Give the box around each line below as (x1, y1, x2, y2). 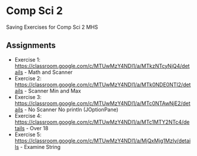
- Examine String (20, 143, 61, 150)
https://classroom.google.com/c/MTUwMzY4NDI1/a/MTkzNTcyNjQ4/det (14, 62, 190, 69)
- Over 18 (26, 124, 49, 131)
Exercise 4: (14, 112, 42, 119)
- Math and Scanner (24, 69, 73, 76)
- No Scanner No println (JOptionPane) (24, 106, 118, 113)
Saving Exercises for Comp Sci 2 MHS (6, 23, 98, 30)
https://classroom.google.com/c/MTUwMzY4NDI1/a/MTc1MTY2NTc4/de (14, 118, 190, 126)
